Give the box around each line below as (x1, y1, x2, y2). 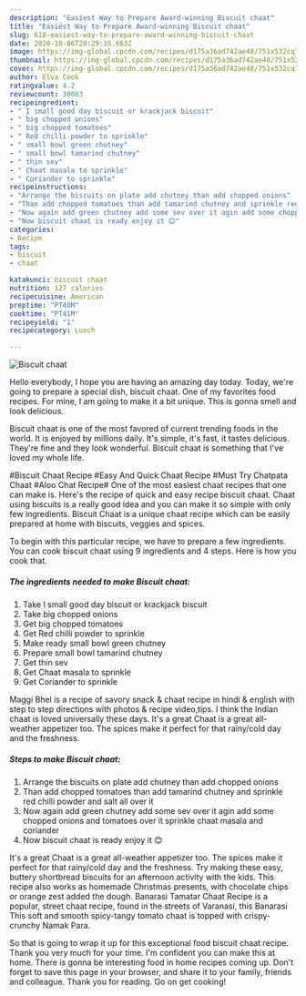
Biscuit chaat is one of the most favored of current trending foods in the (9, 423, 279, 434)
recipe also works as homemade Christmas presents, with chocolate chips (9, 881, 289, 892)
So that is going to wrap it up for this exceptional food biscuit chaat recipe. (9, 938, 290, 949)
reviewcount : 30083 (9, 89, 84, 98)
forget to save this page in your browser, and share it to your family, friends (9, 967, 292, 978)
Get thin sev (22, 657, 68, 668)
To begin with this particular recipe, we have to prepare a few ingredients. (9, 536, 287, 547)
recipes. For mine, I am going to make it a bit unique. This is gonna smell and (9, 396, 297, 407)
